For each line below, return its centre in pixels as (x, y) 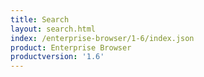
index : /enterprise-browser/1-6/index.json (102, 38)
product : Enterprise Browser (71, 47)
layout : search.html (53, 29)
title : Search (40, 19)
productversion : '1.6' (57, 57)
